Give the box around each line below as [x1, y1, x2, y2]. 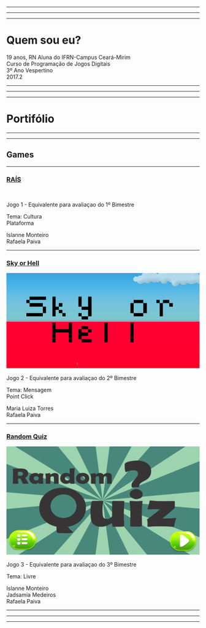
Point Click [6, 392, 34, 400]
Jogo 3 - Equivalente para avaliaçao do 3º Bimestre [6, 560, 137, 568]
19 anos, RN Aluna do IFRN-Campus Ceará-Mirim [6, 53, 131, 61]
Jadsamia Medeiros [6, 591, 56, 599]
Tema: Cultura [6, 212, 42, 220]
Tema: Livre [6, 572, 36, 580]
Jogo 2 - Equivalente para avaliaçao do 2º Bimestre [6, 374, 137, 381]
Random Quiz [6, 432, 48, 441]
